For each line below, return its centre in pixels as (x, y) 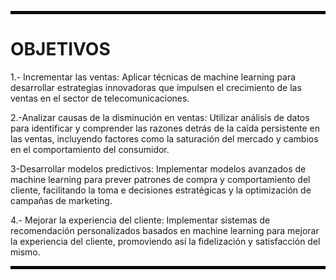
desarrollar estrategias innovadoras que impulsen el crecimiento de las (156, 87)
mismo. (25, 252)
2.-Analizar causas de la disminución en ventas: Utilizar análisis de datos (160, 117)
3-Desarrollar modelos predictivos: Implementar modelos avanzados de (158, 168)
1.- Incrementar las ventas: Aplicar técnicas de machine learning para (153, 77)
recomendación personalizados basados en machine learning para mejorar (165, 230)
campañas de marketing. (61, 200)
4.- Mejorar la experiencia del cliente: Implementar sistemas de (140, 220)
